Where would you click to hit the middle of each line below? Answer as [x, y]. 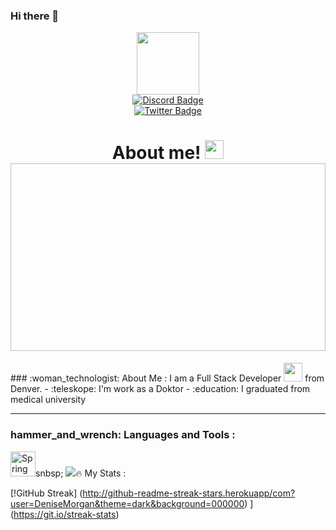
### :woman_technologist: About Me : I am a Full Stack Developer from [167, 378]
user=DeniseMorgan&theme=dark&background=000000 [127, 503]
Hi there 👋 [35, 16]
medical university [48, 400]
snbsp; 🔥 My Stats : [81, 473]
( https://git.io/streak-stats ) [65, 514]
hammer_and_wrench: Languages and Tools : [123, 435]
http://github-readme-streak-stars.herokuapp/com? [189, 493]
